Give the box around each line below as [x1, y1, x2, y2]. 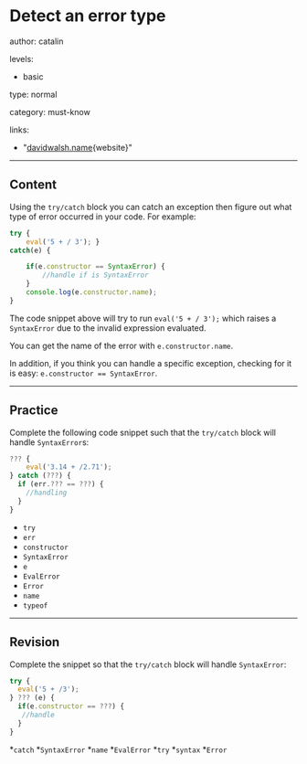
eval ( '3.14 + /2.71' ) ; [26, 462, 112, 472]
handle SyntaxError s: [9, 436, 90, 448]
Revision [9, 634, 60, 650]
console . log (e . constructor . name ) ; [26, 288, 157, 297]
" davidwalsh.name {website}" [22, 142, 132, 153]
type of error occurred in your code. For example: [9, 211, 196, 222]
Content [9, 177, 58, 193]
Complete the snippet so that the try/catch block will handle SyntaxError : [9, 659, 287, 670]
